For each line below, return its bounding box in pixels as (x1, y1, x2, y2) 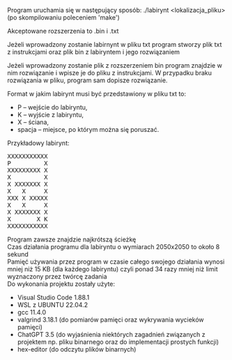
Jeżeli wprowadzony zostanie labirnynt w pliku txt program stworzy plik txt (7, 40, 222, 48)
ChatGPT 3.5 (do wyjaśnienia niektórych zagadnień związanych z (17, 331, 206, 338)
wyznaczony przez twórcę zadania (7, 272, 107, 280)
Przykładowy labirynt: (7, 139, 70, 147)
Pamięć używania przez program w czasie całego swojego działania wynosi (7, 257, 225, 266)
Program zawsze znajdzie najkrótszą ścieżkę (7, 235, 137, 243)
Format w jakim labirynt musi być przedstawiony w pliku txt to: (7, 90, 187, 98)
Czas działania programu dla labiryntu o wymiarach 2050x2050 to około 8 (7, 243, 220, 250)
